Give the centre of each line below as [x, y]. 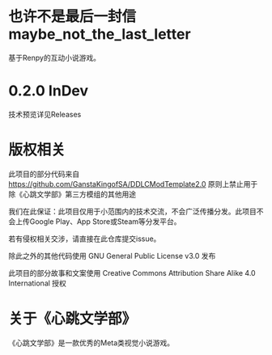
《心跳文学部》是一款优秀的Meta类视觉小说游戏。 [91, 342]
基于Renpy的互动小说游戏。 [55, 57]
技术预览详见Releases [45, 114]
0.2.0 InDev [49, 91]
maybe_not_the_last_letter [100, 34]
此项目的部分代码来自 [44, 174]
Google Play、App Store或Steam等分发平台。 [105, 221]
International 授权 [38, 283]
